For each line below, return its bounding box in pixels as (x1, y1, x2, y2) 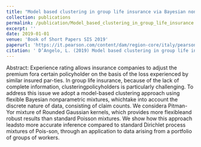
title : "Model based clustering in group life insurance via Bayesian (6, 8, 186, 15)
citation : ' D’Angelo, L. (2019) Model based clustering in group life (6, 48, 188, 54)
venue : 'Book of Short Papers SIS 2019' (6, 36, 109, 42)
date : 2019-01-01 (6, 31, 50, 37)
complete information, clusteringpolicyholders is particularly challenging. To (6, 83, 194, 90)
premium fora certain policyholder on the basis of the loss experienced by (6, 70, 188, 78)
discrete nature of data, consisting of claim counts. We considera (6, 102, 167, 109)
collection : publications (6, 14, 71, 20)
